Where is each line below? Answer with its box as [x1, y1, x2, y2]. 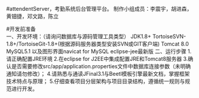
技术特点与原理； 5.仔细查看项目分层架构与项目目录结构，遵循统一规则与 [6, 78, 185, 85]
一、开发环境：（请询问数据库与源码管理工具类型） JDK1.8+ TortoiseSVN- [6, 33, 186, 40]
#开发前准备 [6, 26, 36, 32]
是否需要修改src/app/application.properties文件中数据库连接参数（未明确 [11, 63, 191, 70]
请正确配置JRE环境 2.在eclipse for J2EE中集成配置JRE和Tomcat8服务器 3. [6, 56, 188, 62]
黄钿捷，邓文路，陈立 [6, 13, 59, 20]
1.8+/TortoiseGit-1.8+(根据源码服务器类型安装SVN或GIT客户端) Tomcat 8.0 [6, 41, 189, 47]
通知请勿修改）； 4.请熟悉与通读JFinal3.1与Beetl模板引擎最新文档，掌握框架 [6, 71, 190, 77]
